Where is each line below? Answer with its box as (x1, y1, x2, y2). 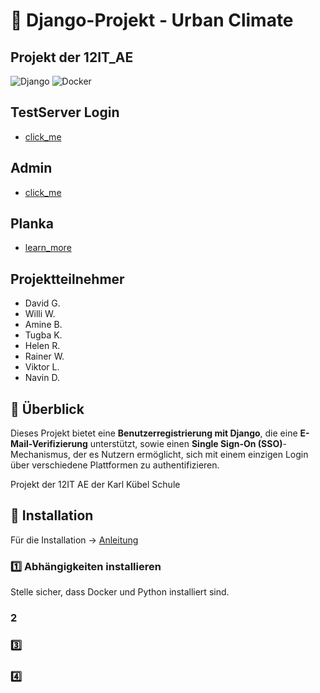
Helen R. (24, 340, 61, 352)
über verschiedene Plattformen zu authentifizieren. (10, 459, 220, 471)
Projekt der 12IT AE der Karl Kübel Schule (10, 479, 181, 491)
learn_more (24, 242, 72, 254)
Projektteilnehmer (10, 270, 125, 288)
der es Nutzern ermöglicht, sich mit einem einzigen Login (72, 449, 309, 461)
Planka (10, 215, 54, 233)
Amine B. (24, 319, 63, 331)
